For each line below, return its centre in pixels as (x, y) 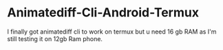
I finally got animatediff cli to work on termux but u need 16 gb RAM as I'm (112, 32)
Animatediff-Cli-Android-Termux (103, 13)
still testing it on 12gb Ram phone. (55, 38)
